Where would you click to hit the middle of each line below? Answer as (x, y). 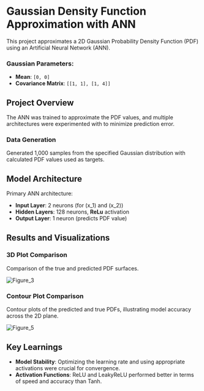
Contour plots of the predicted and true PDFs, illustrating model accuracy (99, 310)
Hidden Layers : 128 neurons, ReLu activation (72, 212)
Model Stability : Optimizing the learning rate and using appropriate (100, 362)
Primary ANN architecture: (40, 193)
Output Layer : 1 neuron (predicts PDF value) (71, 218)
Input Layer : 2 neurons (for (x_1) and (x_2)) (69, 206)
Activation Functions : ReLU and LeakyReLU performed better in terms (104, 374)
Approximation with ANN (71, 24)
